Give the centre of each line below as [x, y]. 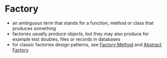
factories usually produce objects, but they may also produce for [80, 34]
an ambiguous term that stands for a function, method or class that [83, 23]
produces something [34, 28]
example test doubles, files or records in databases [66, 39]
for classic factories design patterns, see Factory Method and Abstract [87, 44]
